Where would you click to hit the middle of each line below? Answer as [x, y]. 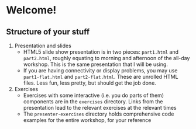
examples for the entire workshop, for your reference [87, 120]
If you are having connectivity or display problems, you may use [100, 70]
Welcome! [31, 10]
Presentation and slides [43, 46]
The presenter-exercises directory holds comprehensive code [99, 114]
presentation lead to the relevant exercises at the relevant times [100, 108]
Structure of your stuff [48, 32]
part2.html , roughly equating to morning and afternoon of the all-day [106, 58]
